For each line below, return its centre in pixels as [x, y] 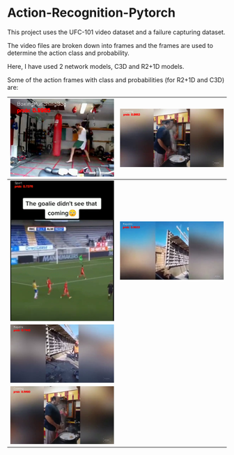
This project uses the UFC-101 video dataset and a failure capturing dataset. [116, 32]
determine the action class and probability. [69, 53]
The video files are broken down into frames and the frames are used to [110, 45]
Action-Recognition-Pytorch [92, 13]
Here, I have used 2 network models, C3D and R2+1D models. [96, 66]
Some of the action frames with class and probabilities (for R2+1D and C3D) [116, 80]
